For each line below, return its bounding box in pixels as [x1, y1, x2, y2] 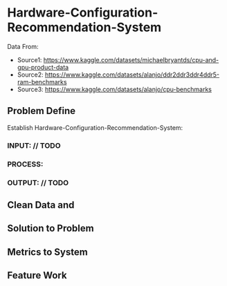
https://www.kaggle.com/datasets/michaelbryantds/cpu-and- [43, 55, 219, 64]
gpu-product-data [17, 63, 69, 71]
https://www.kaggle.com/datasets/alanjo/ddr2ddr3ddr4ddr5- [44, 70, 220, 79]
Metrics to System [7, 246, 88, 258]
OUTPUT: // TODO [7, 178, 69, 187]
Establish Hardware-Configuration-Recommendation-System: [7, 123, 183, 132]
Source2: [17, 70, 44, 79]
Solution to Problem [7, 222, 95, 234]
